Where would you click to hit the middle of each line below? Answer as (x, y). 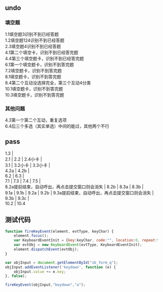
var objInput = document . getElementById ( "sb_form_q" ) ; (62, 262)
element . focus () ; (31, 236)
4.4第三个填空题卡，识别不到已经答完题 (44, 58)
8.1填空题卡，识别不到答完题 (33, 77)
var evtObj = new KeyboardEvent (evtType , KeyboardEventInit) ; (78, 245)
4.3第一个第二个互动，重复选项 (36, 120)
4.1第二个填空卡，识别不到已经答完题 (42, 52)
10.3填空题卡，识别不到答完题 (35, 95)
